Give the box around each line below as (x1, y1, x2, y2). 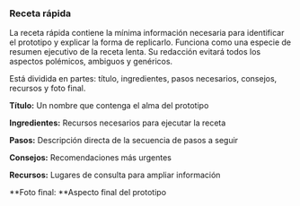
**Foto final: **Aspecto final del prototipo (9, 187, 167, 198)
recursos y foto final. (9, 83, 86, 94)
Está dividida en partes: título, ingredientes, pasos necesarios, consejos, (9, 73, 278, 84)
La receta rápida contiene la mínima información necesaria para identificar (9, 28, 285, 39)
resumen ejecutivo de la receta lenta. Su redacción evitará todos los (9, 47, 261, 57)
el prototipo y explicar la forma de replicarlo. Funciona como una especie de (9, 37, 292, 47)
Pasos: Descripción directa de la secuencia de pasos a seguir (9, 135, 239, 146)
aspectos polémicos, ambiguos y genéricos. (9, 56, 173, 67)
